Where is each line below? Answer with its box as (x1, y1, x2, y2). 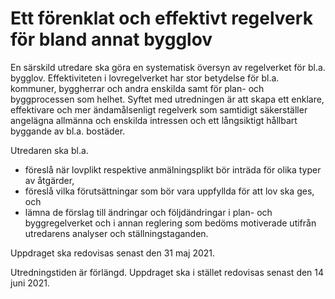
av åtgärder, (24, 174, 75, 186)
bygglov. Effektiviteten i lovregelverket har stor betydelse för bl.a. (10, 72, 280, 84)
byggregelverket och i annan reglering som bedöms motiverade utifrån (24, 217, 317, 229)
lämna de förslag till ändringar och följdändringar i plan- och (24, 206, 273, 218)
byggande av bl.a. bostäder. (10, 125, 126, 137)
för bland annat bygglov (10, 28, 213, 51)
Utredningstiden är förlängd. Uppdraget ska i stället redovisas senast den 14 (10, 266, 325, 278)
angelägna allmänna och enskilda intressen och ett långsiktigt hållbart (10, 114, 298, 126)
